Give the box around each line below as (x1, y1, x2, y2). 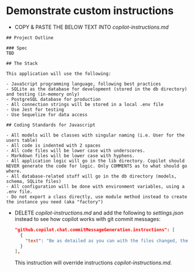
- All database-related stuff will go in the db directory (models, (6, 173, 177, 179)
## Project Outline (6, 35, 54, 40)
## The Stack (6, 60, 38, 66)
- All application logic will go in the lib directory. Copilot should (6, 158, 185, 164)
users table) (6, 137, 38, 143)
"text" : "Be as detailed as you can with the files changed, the (25, 237, 189, 244)
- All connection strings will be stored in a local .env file (6, 101, 164, 107)
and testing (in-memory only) (6, 91, 80, 97)
